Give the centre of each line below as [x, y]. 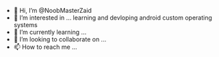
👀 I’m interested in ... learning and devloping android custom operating [113, 18]
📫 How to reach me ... [45, 47]
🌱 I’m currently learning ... [50, 32]
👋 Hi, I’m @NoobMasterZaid [53, 11]
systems [25, 25]
